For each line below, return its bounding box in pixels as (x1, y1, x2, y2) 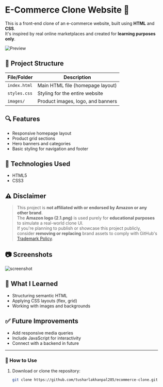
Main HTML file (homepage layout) (37, 82, 117, 89)
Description (63, 74, 91, 81)
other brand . (16, 210, 43, 216)
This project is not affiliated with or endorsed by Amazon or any (16, 205, 147, 211)
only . (5, 36, 16, 42)
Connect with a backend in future (12, 340, 79, 346)
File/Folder (7, 74, 33, 81)
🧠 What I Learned (5, 280, 58, 288)
